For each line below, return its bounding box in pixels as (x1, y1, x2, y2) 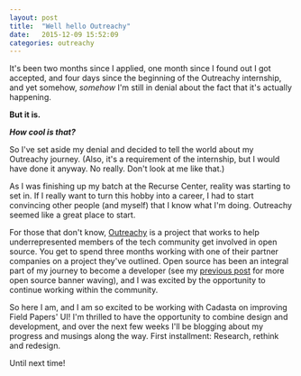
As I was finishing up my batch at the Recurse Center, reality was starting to (9, 181, 291, 192)
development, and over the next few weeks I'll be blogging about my (9, 321, 264, 332)
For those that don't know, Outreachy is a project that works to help (9, 227, 260, 238)
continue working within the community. (9, 285, 159, 296)
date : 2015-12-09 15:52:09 (9, 30, 119, 39)
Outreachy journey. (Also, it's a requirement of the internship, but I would (9, 154, 280, 165)
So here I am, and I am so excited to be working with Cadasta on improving (9, 302, 288, 313)
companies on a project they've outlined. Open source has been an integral (9, 256, 289, 267)
